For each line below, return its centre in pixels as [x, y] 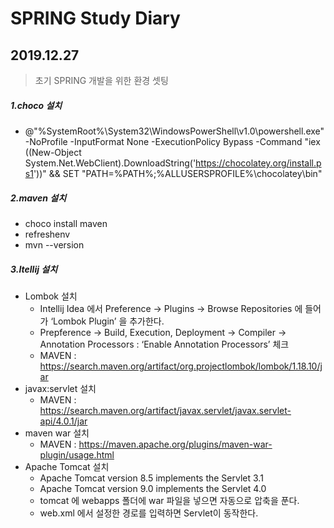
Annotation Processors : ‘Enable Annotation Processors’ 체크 [164, 344]
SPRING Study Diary [95, 18]
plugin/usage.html [77, 454]
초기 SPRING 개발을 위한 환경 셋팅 [101, 80]
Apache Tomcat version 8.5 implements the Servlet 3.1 [151, 478]
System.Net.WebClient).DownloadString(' [110, 163]
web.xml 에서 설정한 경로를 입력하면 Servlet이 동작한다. [149, 513]
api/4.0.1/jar [63, 421]
